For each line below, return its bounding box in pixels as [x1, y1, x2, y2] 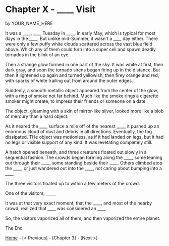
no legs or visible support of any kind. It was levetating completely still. [5, 139, 153, 145]
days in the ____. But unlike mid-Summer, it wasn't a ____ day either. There [5, 35, 158, 42]
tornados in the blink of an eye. [5, 52, 70, 58]
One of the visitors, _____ [5, 190, 57, 196]
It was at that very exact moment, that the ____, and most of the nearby [5, 200, 152, 206]
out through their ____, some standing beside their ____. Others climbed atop [5, 159, 162, 166]
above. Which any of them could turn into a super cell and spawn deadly [5, 46, 156, 52]
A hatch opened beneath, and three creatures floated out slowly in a [5, 149, 147, 155]
